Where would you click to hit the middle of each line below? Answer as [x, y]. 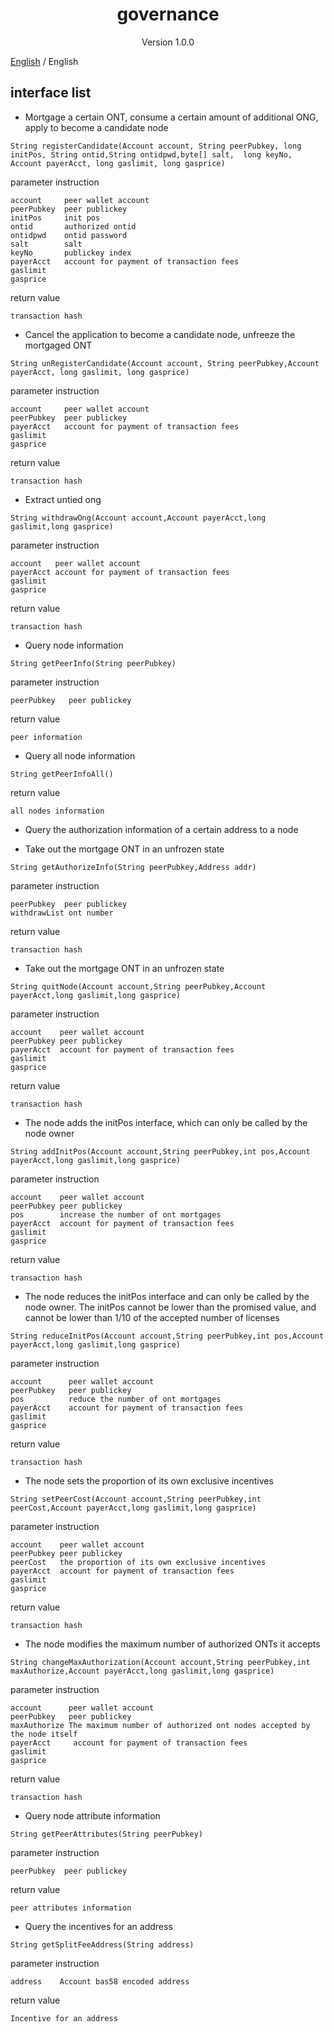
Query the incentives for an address [98, 1926]
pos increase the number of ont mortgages [116, 1214]
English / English [44, 61]
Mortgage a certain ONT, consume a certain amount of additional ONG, [171, 117]
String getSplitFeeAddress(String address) [102, 1944]
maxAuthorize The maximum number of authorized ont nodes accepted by [160, 1725]
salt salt [46, 244]
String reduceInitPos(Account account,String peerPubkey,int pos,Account [167, 1336]
